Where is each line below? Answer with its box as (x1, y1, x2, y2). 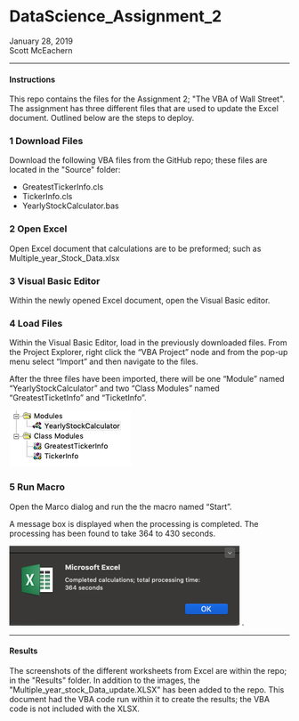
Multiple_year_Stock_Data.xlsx (9, 252, 120, 263)
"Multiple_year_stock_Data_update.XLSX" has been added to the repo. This (9, 684, 285, 695)
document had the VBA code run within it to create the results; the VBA (9, 693, 270, 704)
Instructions (9, 74, 56, 85)
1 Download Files (9, 135, 84, 148)
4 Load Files (9, 317, 63, 329)
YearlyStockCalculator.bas (21, 200, 119, 211)
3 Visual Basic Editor (9, 274, 101, 287)
